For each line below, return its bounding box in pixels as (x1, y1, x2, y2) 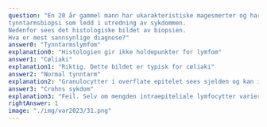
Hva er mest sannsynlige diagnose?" (8, 33, 130, 42)
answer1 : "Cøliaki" (8, 56, 73, 64)
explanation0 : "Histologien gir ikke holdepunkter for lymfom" (8, 48, 222, 56)
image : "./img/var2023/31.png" (8, 107, 112, 115)
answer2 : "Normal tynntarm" (8, 70, 102, 78)
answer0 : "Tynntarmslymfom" (8, 41, 102, 49)
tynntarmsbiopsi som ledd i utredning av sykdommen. (8, 19, 187, 27)
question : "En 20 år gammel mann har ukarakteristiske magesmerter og (8, 11, 247, 20)
